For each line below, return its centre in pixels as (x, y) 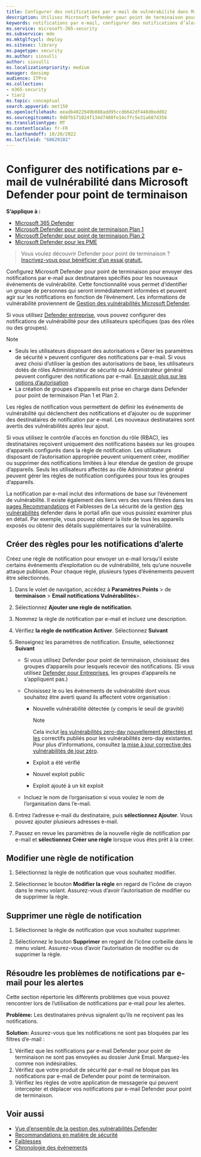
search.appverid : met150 (37, 106)
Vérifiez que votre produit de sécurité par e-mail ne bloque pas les (97, 1070)
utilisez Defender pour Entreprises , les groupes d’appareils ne (100, 672)
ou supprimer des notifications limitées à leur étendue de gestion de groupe (100, 463)
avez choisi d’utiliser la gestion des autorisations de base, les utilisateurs (104, 363)
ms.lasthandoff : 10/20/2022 (41, 134)
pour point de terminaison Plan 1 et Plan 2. (67, 395)
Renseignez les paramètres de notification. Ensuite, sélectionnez (95, 642)
